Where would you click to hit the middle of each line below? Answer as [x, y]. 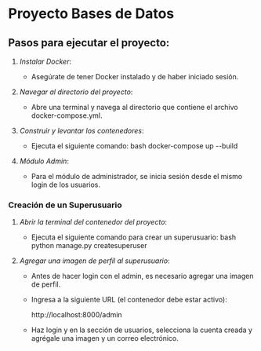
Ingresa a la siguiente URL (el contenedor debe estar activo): [129, 300]
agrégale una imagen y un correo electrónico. [105, 338]
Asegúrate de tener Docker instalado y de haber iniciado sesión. [135, 77]
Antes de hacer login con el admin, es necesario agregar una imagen [142, 276]
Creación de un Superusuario [65, 205]
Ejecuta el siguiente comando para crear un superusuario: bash [134, 237]
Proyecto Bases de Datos [91, 14]
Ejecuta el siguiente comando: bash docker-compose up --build [134, 146]
